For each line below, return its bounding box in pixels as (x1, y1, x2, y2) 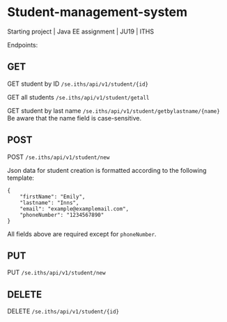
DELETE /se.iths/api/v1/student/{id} (7, 307, 120, 316)
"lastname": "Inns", (19, 199, 79, 206)
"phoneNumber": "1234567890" (19, 211, 104, 218)
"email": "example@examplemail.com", (19, 205, 130, 213)
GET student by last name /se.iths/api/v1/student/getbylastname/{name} (7, 106, 221, 115)
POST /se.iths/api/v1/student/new (7, 153, 110, 161)
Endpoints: (7, 40, 38, 49)
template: (7, 174, 35, 182)
